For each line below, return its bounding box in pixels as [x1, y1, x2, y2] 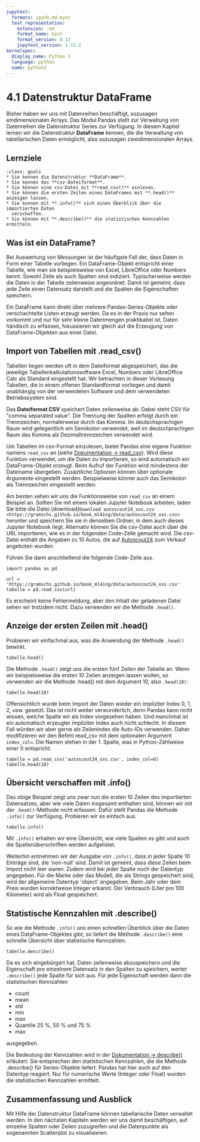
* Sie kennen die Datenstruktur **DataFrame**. [6, 174, 127, 180]
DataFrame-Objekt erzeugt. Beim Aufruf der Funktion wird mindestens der [6, 462, 189, 469]
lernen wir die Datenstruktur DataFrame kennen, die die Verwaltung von [6, 129, 184, 137]
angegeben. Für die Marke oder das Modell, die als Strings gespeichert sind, [6, 872, 195, 879]
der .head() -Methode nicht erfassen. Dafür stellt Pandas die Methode [6, 806, 178, 813]
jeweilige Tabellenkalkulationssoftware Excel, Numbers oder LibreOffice [6, 368, 183, 375]
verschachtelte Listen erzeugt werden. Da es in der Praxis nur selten [6, 309, 175, 317]
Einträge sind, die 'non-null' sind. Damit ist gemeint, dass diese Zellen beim [6, 859, 191, 866]
